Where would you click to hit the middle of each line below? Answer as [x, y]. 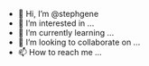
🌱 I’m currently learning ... [66, 33]
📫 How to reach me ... [60, 52]
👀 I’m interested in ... [56, 23]
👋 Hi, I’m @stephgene [58, 14]
